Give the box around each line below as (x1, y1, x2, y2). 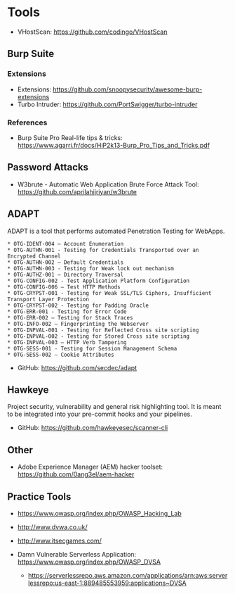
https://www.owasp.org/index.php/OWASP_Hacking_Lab (17, 509, 182, 517)
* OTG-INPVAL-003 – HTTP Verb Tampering (7, 339, 128, 346)
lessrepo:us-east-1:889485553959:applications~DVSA (27, 579, 187, 587)
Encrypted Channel (7, 253, 61, 260)
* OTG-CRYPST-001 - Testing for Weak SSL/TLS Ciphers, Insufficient (7, 289, 212, 296)
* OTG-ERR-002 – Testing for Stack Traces (7, 314, 133, 321)
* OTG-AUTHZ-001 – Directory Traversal (7, 271, 124, 278)
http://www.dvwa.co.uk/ (17, 522, 88, 531)
